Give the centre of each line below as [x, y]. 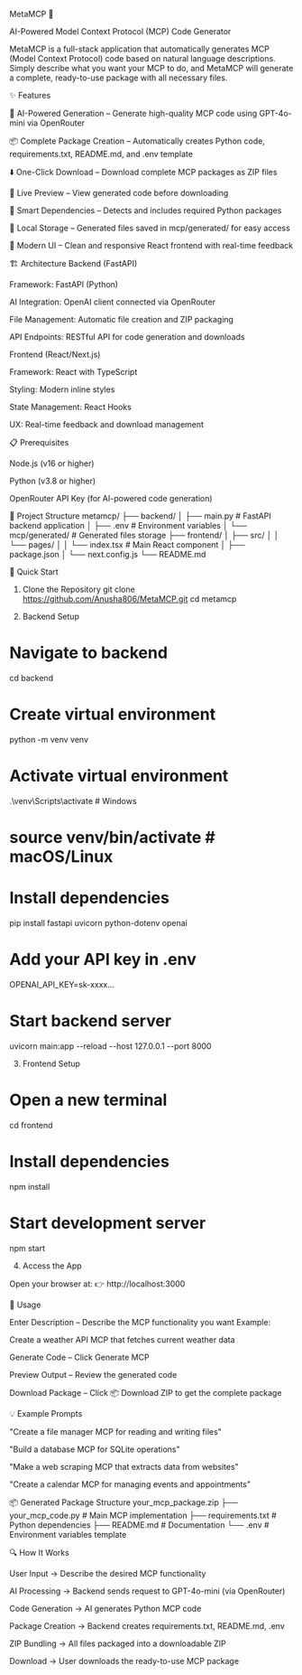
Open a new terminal [88, 1100]
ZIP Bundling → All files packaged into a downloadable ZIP [118, 1643]
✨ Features [30, 95]
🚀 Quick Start [34, 572]
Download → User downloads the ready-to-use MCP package [124, 1661]
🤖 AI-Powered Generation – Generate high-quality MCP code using [133, 113]
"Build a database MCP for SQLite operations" [95, 1449]
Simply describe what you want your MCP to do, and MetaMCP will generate [151, 68]
